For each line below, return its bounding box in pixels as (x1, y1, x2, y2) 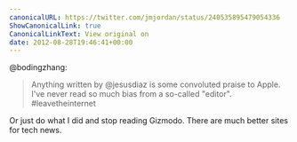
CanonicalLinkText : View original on (9, 29, 149, 38)
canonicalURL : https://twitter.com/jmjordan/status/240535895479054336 (9, 12, 280, 22)
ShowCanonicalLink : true (9, 21, 101, 30)
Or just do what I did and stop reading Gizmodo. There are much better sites (9, 115, 289, 126)
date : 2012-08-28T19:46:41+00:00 (9, 37, 133, 47)
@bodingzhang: (9, 62, 68, 73)
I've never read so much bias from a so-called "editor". (30, 89, 233, 99)
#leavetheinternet (30, 99, 96, 109)
